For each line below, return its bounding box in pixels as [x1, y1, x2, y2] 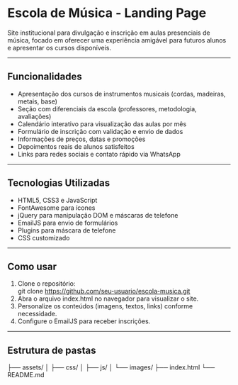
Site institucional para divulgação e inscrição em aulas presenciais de [7, 28, 210, 37]
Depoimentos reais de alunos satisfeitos [17, 142, 135, 150]
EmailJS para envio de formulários [17, 218, 118, 227]
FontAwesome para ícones [17, 203, 96, 212]
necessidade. [17, 310, 57, 318]
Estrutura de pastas [7, 344, 96, 356]
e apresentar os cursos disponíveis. [7, 43, 112, 52]
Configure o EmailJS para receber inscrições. [17, 317, 151, 325]
